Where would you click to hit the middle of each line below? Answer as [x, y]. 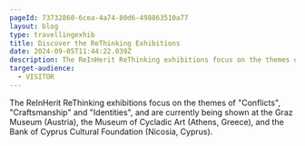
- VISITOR [36, 77]
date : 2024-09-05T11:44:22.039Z [70, 52]
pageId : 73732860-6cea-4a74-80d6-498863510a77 [99, 18]
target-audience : [42, 69]
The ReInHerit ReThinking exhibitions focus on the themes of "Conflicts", [145, 102]
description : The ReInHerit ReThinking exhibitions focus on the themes [150, 60]
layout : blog [34, 26]
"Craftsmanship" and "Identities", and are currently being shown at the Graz [151, 112]
